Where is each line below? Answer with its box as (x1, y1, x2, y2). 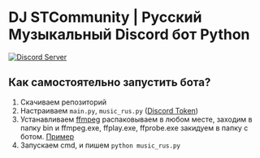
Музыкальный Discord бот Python (8, 25, 250, 44)
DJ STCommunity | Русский (8, 8, 202, 27)
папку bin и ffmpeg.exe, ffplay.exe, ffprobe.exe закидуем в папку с (19, 122, 249, 133)
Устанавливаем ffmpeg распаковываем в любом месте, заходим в (19, 114, 253, 124)
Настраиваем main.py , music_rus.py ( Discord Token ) (19, 105, 199, 115)
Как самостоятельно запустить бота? (8, 75, 211, 89)
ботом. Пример (19, 131, 75, 141)
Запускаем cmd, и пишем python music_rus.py (19, 140, 181, 150)
